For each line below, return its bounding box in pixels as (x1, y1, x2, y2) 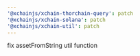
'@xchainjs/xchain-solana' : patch (7, 16, 106, 23)
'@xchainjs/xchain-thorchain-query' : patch (7, 10, 134, 17)
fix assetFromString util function (7, 42, 98, 50)
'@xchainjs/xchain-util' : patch (7, 23, 100, 29)
